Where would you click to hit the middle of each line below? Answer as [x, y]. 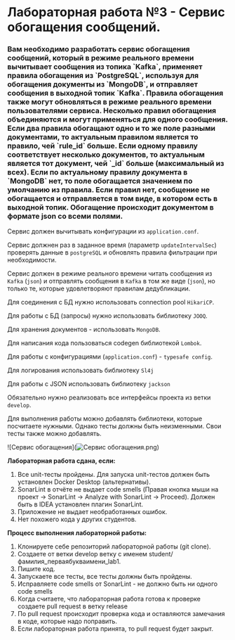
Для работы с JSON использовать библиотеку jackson [89, 384]
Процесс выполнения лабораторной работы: [77, 533]
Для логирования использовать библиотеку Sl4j [81, 371]
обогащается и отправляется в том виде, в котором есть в [113, 199]
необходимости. [32, 260]
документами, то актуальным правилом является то [103, 137]
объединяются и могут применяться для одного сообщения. [117, 120]
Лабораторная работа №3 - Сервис [116, 12]
